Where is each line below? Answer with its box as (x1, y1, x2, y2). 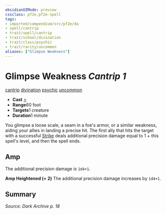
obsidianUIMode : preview (5, 7, 57, 12)
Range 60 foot (12, 102, 41, 108)
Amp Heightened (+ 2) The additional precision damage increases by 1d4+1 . (5, 176, 162, 182)
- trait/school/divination (5, 35, 61, 40)
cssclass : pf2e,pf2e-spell (5, 12, 61, 17)
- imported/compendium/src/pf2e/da (5, 21, 79, 26)
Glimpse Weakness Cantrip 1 (5, 70, 127, 82)
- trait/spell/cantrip (5, 30, 52, 35)
